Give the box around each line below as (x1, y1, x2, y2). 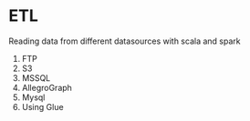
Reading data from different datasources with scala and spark (8, 35, 241, 46)
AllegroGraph (21, 82, 72, 93)
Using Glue (21, 101, 65, 112)
